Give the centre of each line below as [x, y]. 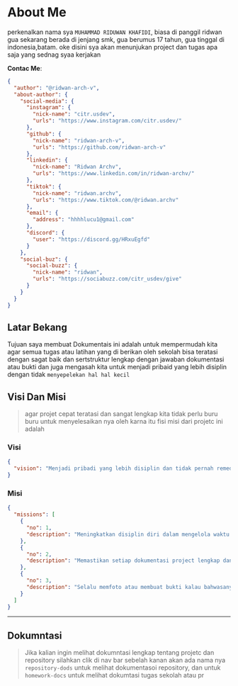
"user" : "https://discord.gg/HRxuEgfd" [92, 239]
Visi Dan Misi [36, 397]
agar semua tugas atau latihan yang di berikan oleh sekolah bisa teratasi [113, 352]
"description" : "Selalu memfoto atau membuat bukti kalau [113, 587]
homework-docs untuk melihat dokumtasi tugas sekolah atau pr [114, 675]
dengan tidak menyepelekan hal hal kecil [68, 375]
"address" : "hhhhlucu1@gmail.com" [84, 220]
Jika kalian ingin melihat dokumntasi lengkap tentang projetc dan [119, 653]
